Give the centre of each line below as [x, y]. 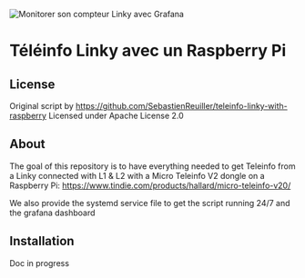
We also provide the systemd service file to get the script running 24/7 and [150, 203]
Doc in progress [40, 263]
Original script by [42, 106]
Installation [42, 241]
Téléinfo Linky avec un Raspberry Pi [148, 51]
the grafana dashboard [52, 213]
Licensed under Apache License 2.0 [116, 115]
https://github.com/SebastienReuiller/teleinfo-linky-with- [182, 106]
